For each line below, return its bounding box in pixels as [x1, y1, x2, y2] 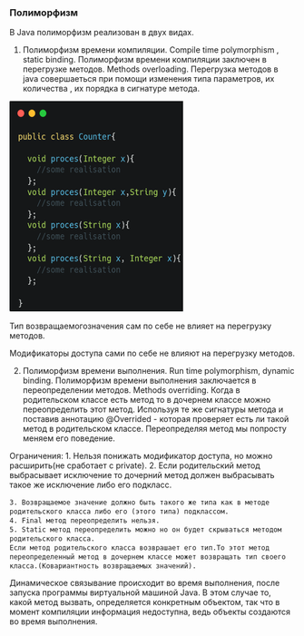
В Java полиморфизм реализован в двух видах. [9, 27, 195, 38]
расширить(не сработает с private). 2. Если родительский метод [9, 460, 260, 471]
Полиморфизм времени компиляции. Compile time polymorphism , [22, 44, 279, 55]
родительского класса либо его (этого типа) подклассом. [9, 507, 230, 516]
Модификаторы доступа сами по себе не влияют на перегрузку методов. [9, 347, 295, 359]
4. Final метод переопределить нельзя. [9, 516, 161, 525]
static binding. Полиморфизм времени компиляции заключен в [22, 54, 268, 65]
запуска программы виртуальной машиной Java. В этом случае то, [9, 587, 272, 598]
